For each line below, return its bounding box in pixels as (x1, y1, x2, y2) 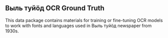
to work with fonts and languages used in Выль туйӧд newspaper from (5, 22, 152, 28)
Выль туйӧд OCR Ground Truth (5, 4, 105, 12)
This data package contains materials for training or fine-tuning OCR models (5, 17, 163, 23)
